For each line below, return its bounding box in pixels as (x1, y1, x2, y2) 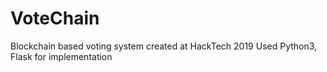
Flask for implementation (10, 50, 113, 62)
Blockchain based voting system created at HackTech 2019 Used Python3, (10, 40, 318, 52)
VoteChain (10, 7, 100, 30)
